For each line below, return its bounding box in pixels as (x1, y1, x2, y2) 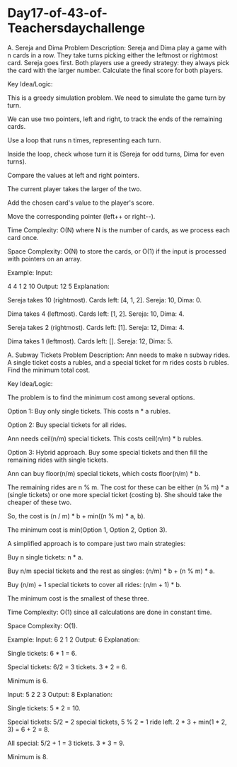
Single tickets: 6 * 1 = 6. (7, 649, 77, 657)
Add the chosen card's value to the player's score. (7, 198, 154, 207)
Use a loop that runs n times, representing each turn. (7, 136, 161, 144)
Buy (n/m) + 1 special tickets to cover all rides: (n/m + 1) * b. (7, 580, 182, 589)
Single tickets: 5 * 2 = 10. (7, 703, 81, 712)
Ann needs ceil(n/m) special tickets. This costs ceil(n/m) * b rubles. (7, 434, 204, 443)
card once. (7, 233, 39, 242)
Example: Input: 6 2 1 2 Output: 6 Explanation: (7, 635, 140, 644)
